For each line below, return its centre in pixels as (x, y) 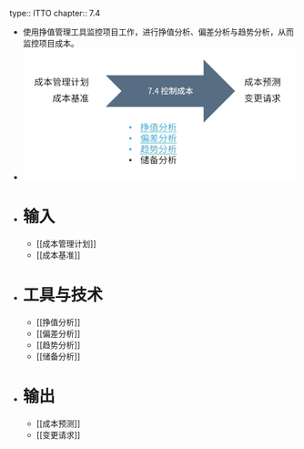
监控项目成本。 (51, 43)
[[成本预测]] (58, 423)
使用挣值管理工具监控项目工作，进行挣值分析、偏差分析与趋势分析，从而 (158, 32)
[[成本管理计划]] (66, 243)
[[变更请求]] (58, 434)
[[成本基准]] (58, 255)
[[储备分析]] (58, 356)
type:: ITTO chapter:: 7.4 (55, 13)
